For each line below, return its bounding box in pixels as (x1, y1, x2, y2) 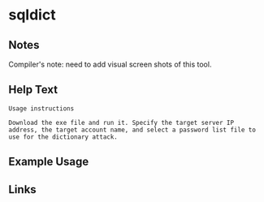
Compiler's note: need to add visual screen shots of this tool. (8, 59, 212, 69)
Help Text (8, 83, 58, 97)
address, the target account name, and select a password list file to (8, 126, 256, 134)
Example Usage (8, 155, 89, 169)
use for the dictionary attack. (8, 132, 118, 141)
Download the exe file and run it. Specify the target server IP (8, 118, 234, 127)
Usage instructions (8, 104, 75, 113)
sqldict (8, 6, 56, 24)
